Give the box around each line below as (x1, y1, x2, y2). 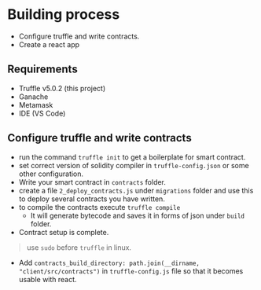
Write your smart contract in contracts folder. (18, 177, 167, 186)
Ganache (18, 92, 49, 101)
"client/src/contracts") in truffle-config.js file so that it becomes (18, 266, 244, 276)
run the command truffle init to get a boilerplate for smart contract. (18, 152, 246, 162)
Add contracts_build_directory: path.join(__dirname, (18, 258, 200, 267)
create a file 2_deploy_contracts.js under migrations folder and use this (18, 185, 254, 195)
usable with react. (18, 274, 77, 284)
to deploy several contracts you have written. (18, 194, 166, 204)
